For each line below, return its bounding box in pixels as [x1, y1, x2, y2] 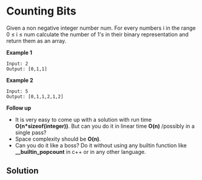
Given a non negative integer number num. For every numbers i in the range [6, 24, 196, 32]
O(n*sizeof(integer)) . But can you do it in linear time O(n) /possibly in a [15, 122, 195, 130]
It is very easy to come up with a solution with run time [15, 116, 152, 123]
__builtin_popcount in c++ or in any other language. [15, 148, 146, 155]
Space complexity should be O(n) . [15, 135, 101, 142]
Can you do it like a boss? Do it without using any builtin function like [15, 141, 187, 149]
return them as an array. [6, 37, 67, 44]
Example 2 [6, 76, 33, 84]
